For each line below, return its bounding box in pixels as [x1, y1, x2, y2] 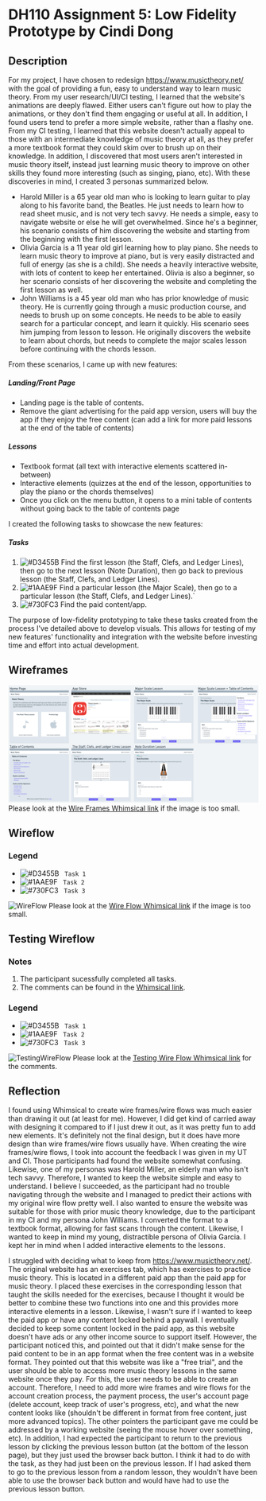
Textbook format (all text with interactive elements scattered [19, 461, 218, 471]
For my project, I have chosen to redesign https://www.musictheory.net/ [8, 76, 244, 84]
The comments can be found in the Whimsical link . [19, 982, 186, 992]
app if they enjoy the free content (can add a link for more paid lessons [19, 414, 253, 424]
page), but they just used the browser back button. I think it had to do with [8, 1450, 251, 1460]
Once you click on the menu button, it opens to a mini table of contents [19, 495, 253, 504]
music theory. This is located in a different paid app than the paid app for [8, 1273, 247, 1282]
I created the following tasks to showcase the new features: [8, 519, 203, 528]
